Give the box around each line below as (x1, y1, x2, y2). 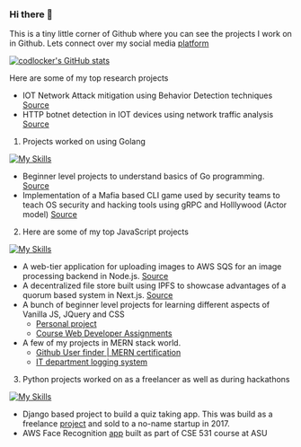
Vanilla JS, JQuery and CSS (22, 309, 126, 320)
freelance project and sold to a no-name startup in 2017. (22, 418, 231, 429)
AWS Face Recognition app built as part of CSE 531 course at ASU (22, 428, 268, 439)
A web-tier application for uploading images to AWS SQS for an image (22, 261, 282, 272)
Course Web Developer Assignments (35, 328, 173, 339)
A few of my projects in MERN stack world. (22, 337, 181, 348)
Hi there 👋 (9, 8, 54, 21)
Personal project (35, 319, 97, 329)
